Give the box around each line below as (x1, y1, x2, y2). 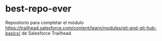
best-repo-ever (5, 3, 72, 14)
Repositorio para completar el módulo (5, 19, 84, 25)
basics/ (5, 30, 21, 36)
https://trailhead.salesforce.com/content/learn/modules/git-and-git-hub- (5, 24, 157, 30)
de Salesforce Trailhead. (21, 30, 72, 36)
